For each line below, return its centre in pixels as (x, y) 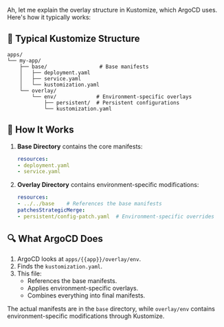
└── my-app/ (24, 60)
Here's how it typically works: (49, 17)
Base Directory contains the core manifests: (80, 146)
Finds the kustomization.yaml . (60, 266)
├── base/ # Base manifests (84, 67)
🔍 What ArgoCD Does (55, 239)
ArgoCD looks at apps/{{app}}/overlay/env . (79, 259)
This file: (29, 273)
